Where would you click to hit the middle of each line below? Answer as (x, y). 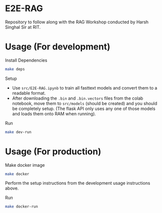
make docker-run (21, 207)
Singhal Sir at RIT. (23, 27)
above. (12, 188)
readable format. (29, 93)
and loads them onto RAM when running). (54, 114)
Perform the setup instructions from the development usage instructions (78, 183)
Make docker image (25, 165)
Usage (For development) (58, 47)
